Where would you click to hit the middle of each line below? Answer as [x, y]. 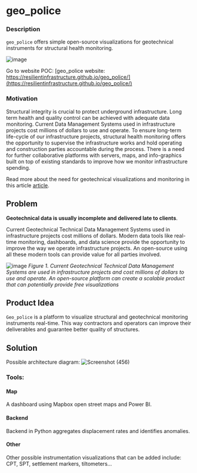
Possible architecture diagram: [43, 362]
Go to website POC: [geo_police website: [56, 71]
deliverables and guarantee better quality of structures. [73, 330]
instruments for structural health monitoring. [60, 48]
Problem [22, 204]
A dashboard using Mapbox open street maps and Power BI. [79, 404]
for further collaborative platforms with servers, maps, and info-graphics [94, 155]
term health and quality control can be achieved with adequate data [88, 118]
